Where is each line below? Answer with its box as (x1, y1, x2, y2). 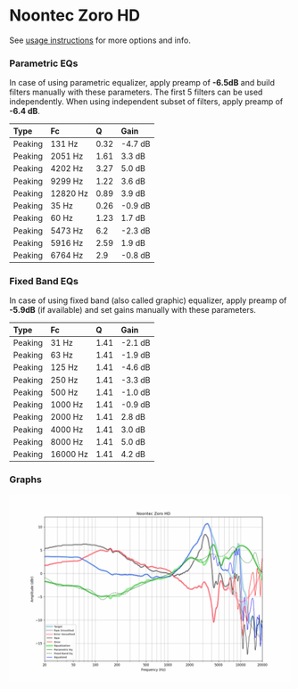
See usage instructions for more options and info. (9, 35, 192, 45)
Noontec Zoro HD (9, 5, 141, 26)
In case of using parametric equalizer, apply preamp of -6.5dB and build (9, 78, 275, 88)
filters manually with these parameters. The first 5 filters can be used (9, 86, 263, 98)
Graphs (9, 473, 42, 486)
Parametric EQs (9, 57, 79, 70)
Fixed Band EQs (9, 275, 79, 287)
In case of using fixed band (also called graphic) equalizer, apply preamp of (9, 295, 287, 306)
